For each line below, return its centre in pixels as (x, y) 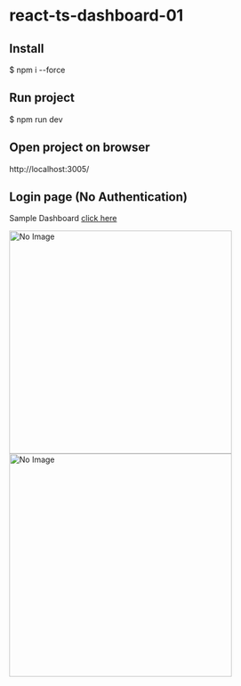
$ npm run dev (36, 119)
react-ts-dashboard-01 (96, 16)
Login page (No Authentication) (99, 197)
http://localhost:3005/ (49, 169)
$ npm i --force (37, 70)
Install (27, 49)
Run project (42, 98)
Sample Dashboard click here (63, 219)
